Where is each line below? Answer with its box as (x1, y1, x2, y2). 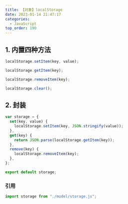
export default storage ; (5, 170, 57, 175)
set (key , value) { (9, 119, 48, 124)
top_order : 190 (5, 26, 37, 31)
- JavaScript (9, 21, 37, 26)
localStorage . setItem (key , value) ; (5, 59, 79, 64)
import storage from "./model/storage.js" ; (5, 194, 97, 199)
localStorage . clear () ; (5, 86, 52, 91)
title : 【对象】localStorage (5, 7, 63, 12)
